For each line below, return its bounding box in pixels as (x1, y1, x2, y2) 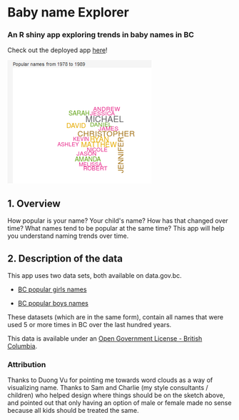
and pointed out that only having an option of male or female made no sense (7, 399, 232, 407)
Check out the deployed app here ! (7, 46, 108, 54)
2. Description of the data (7, 252, 123, 264)
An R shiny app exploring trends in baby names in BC (7, 30, 195, 40)
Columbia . (7, 342, 38, 351)
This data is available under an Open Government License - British (7, 334, 203, 343)
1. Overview (7, 197, 61, 209)
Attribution (7, 360, 46, 370)
